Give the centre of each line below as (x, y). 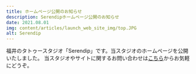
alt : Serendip (24, 33)
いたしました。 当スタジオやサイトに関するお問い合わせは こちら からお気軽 (98, 58)
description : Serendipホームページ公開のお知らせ (63, 17)
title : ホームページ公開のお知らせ (44, 11)
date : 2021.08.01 (28, 22)
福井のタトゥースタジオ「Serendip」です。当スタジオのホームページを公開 (97, 51)
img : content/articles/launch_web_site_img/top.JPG (71, 28)
